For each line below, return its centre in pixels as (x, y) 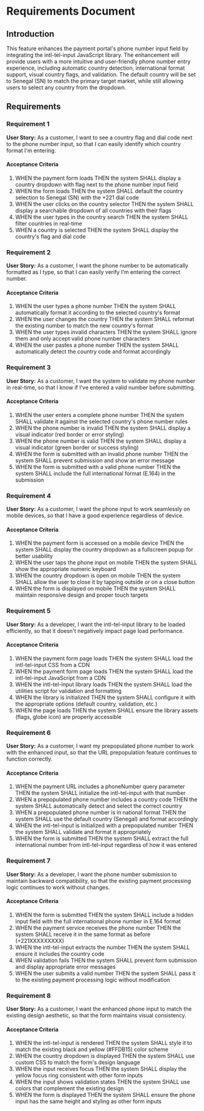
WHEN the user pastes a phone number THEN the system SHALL (97, 345)
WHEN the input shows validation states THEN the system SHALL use (103, 1082)
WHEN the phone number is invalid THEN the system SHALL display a (103, 428)
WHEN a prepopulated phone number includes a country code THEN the (106, 800)
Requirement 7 (28, 861)
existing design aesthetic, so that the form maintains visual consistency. (97, 1016)
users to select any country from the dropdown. (66, 87)
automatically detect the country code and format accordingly (93, 352)
